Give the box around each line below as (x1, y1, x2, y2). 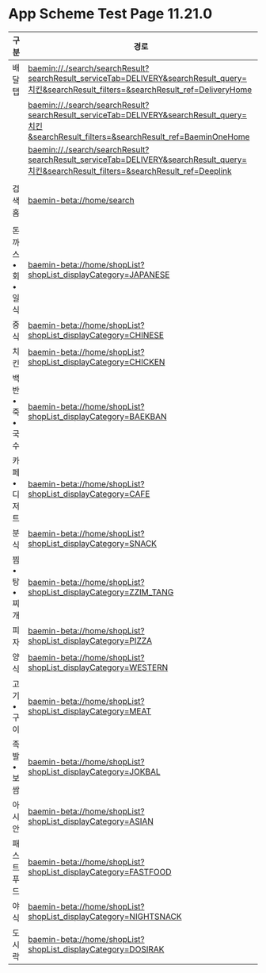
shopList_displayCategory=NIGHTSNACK (27, 910, 182, 921)
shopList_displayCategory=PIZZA (27, 635, 153, 646)
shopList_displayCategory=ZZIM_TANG (27, 586, 174, 598)
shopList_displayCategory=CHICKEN (27, 356, 165, 367)
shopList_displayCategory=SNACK (27, 537, 157, 548)
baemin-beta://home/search (27, 194, 135, 206)
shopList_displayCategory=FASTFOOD (27, 866, 172, 877)
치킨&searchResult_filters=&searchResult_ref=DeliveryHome (27, 84, 253, 95)
